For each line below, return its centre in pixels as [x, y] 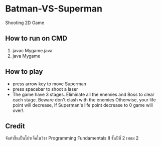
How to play [24, 71]
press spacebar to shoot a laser [45, 89]
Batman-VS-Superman [54, 9]
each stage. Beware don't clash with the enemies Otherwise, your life [84, 100]
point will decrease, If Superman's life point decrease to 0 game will [83, 105]
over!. [19, 110]
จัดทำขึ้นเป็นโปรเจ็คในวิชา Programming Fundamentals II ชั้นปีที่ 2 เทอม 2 [72, 138]
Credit [15, 126]
